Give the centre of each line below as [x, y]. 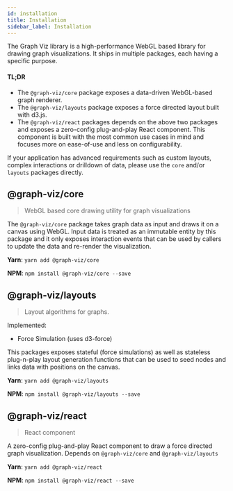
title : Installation [37, 20]
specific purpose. [32, 61]
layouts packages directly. [45, 172]
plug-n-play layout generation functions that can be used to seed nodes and [116, 360]
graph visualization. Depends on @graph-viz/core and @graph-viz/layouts [113, 453]
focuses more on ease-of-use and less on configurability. [99, 144]
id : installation [32, 14]
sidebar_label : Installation [49, 26]
